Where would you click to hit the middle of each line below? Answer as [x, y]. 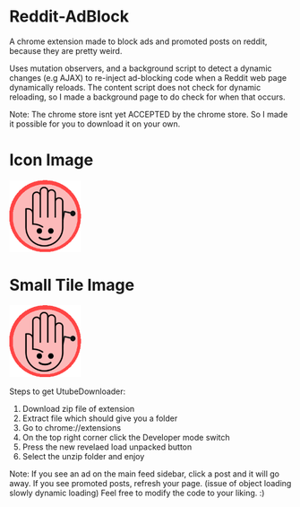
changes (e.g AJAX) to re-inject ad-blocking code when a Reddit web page [148, 77]
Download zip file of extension [78, 408]
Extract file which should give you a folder [100, 418]
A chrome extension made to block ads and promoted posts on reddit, [138, 41]
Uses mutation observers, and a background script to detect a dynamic [141, 68]
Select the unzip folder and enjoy [83, 456]
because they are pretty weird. [66, 50]
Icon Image [51, 160]
